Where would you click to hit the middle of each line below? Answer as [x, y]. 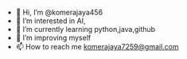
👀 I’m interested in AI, [51, 21]
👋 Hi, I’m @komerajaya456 [59, 12]
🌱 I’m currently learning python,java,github [86, 29]
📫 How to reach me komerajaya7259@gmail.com [97, 47]
